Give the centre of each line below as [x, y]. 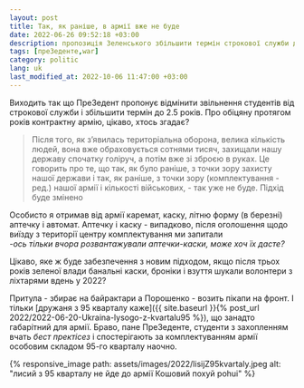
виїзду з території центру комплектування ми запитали [116, 234]
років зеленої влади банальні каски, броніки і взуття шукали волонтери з [151, 271]
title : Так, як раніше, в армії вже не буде [95, 26]
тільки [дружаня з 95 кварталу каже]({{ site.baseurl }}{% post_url [134, 307]
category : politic [44, 60]
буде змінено [57, 197]
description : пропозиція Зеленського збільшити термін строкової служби [149, 43]
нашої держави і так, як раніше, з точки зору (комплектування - [155, 178]
